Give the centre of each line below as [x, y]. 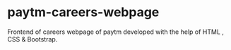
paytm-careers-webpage [83, 12]
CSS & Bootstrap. [32, 39]
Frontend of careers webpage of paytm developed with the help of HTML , [116, 32]
